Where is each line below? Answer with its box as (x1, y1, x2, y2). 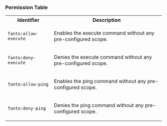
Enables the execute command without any (54, 30, 155, 37)
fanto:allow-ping (7, 82, 49, 87)
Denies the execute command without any (54, 54, 153, 61)
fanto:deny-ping (7, 106, 46, 111)
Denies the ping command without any (54, 102, 144, 109)
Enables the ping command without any (54, 78, 147, 85)
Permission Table (5, 4, 48, 11)
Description (92, 17, 121, 24)
